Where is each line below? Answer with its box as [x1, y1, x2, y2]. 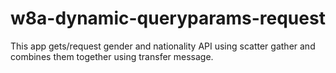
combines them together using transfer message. [10, 50, 214, 62]
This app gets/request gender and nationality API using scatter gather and [10, 40, 316, 52]
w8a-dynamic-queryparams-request [10, 7, 326, 30]
